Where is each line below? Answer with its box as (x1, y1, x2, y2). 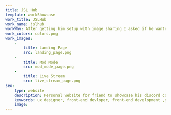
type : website (14, 88, 44, 93)
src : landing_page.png (23, 50, 72, 55)
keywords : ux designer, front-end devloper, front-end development (14, 97, 160, 102)
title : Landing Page (23, 45, 67, 50)
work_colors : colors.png (5, 31, 58, 36)
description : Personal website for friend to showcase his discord (14, 93, 160, 98)
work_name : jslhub (5, 21, 44, 27)
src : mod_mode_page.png (23, 64, 74, 69)
